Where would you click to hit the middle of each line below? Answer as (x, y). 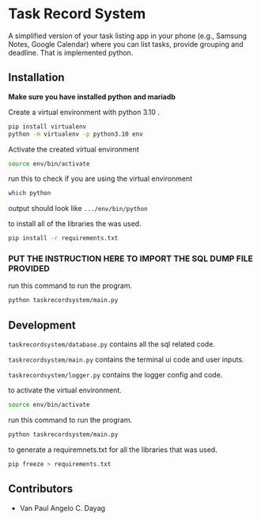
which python (30, 193)
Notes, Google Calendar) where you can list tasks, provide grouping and (126, 44)
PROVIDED (29, 269)
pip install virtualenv (47, 126)
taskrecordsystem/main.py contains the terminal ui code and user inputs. (126, 360)
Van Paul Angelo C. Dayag (62, 508)
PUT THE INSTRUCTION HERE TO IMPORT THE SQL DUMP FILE (130, 259)
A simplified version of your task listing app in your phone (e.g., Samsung (128, 36)
